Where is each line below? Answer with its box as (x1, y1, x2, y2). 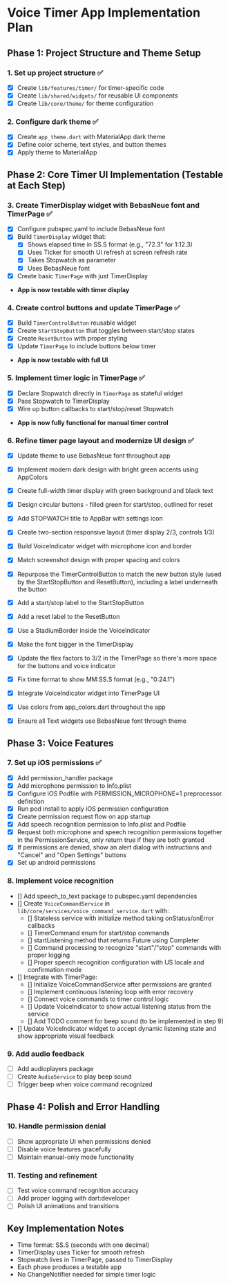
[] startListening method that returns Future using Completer (27, 936, 200, 944)
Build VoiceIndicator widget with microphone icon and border (17, 542, 192, 550)
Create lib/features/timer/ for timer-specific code (17, 83, 164, 91)
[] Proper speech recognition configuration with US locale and (27, 958, 204, 967)
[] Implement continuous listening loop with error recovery (27, 987, 193, 996)
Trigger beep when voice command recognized (17, 1080, 153, 1088)
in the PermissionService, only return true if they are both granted (17, 836, 205, 844)
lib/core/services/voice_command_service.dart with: (17, 906, 169, 915)
